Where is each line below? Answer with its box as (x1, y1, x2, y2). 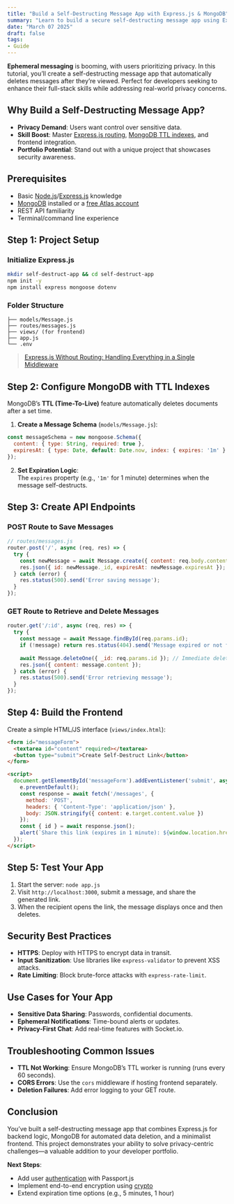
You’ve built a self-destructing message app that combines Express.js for (7, 1124, 218, 1133)
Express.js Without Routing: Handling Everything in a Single (24, 353, 195, 361)
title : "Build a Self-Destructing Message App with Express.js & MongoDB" (7, 10, 229, 17)
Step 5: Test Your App (7, 861, 104, 874)
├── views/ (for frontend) (7, 329, 86, 336)
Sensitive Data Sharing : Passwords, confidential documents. (17, 1010, 193, 1018)
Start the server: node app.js (17, 880, 101, 889)
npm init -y (7, 278, 42, 285)
